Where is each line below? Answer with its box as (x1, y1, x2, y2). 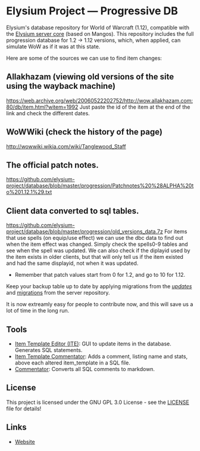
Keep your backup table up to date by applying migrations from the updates (6, 283, 192, 290)
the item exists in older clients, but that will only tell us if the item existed (6, 254, 183, 261)
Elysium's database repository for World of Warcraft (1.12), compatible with (6, 24, 189, 31)
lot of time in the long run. (6, 307, 70, 314)
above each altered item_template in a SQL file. (14, 359, 131, 366)
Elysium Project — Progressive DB (6, 4, 179, 18)
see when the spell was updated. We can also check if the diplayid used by (6, 247, 190, 254)
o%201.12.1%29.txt (6, 189, 52, 196)
